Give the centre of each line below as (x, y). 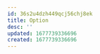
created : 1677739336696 (42, 40)
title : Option (28, 20)
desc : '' (20, 27)
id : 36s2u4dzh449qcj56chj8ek (50, 14)
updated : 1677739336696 (42, 33)
